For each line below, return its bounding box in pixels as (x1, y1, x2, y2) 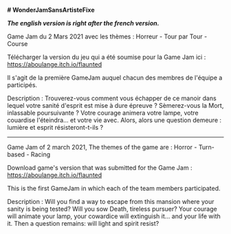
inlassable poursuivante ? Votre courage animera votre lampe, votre (7, 109, 199, 117)
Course (7, 40, 28, 47)
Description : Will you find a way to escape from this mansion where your (7, 198, 214, 205)
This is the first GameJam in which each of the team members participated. (7, 185, 221, 192)
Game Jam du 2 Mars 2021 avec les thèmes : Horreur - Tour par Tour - (7, 32, 208, 40)
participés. (7, 81, 38, 89)
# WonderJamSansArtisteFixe (7, 6, 95, 14)
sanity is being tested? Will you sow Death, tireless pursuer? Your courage (7, 205, 218, 213)
